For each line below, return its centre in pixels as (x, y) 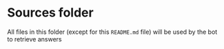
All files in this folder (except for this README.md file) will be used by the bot (112, 32)
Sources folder (51, 13)
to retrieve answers (34, 39)
